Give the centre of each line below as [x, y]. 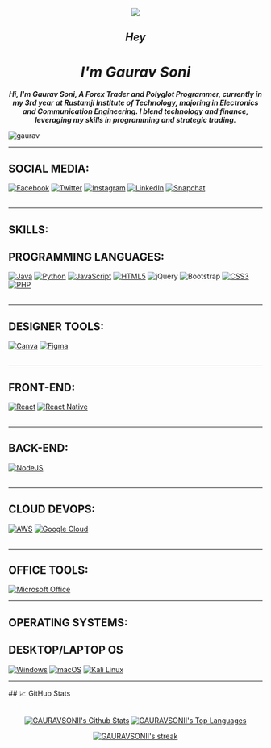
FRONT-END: [42, 387]
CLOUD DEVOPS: [52, 510]
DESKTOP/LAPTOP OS [66, 650]
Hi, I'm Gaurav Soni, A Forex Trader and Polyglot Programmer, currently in [135, 94]
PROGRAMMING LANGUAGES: [86, 257]
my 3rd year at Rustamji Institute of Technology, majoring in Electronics [135, 103]
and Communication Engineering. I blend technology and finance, [135, 111]
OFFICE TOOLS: [48, 570]
